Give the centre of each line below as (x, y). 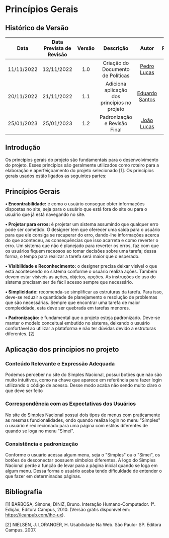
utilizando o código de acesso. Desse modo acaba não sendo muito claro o (83, 386)
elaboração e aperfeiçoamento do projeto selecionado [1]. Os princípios (80, 170)
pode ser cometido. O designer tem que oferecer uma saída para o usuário (83, 229)
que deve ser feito (24, 391)
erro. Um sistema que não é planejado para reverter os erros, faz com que (82, 246)
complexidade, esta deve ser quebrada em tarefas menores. (68, 308)
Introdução (23, 148)
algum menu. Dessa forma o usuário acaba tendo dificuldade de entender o (83, 471)
